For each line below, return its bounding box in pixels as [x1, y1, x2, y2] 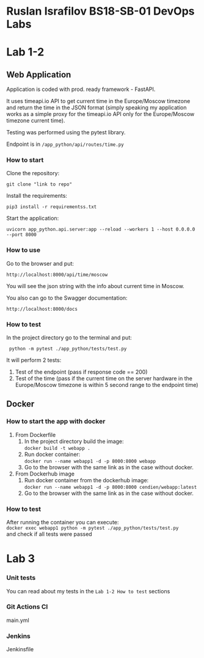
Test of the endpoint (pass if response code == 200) [15, 368, 148, 376]
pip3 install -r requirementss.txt [6, 204, 97, 210]
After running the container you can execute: [6, 519, 119, 526]
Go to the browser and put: [6, 259, 75, 267]
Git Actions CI [6, 602, 48, 611]
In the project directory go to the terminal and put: [6, 334, 133, 341]
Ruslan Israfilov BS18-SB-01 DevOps [6, 4, 195, 18]
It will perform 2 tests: [6, 356, 62, 364]
